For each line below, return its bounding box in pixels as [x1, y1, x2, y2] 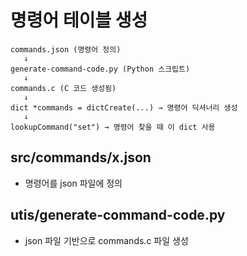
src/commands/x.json [10, 149, 152, 166]
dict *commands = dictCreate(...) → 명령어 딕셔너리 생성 [10, 102, 238, 113]
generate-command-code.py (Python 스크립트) [10, 64, 191, 74]
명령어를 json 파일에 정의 [24, 177, 123, 189]
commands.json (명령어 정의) [10, 44, 122, 55]
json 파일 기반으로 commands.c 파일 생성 [24, 234, 189, 246]
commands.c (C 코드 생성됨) [10, 83, 117, 93]
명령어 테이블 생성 [10, 9, 148, 32]
